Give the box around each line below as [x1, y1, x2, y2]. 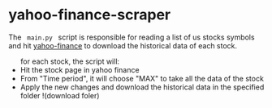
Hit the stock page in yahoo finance [19, 64, 140, 74]
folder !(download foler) [19, 90, 100, 100]
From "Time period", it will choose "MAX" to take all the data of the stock [19, 73, 264, 83]
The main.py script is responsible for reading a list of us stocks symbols [8, 32, 255, 42]
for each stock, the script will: [19, 56, 120, 66]
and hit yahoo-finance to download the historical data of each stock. [8, 40, 238, 50]
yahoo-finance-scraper [8, 6, 171, 24]
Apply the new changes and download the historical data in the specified [19, 82, 265, 92]
